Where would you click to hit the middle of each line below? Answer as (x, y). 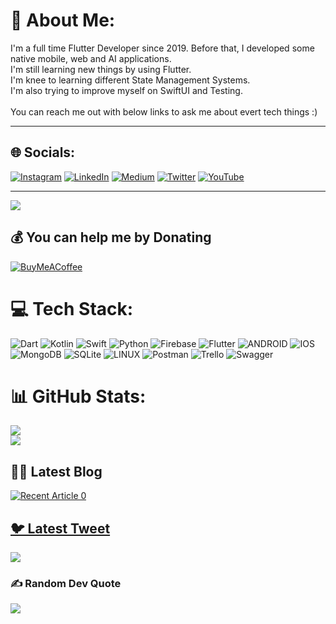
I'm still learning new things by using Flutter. (101, 69)
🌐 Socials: (43, 152)
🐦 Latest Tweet (60, 528)
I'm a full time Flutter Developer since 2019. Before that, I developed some (162, 48)
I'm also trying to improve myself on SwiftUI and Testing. (126, 90)
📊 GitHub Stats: (78, 396)
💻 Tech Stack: (72, 308)
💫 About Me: (63, 20)
